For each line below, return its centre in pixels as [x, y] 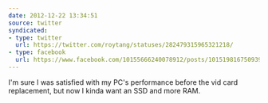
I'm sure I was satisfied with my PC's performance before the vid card [123, 82]
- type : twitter [35, 38]
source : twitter [35, 23]
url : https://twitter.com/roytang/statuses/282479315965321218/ [124, 45]
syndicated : [28, 30]
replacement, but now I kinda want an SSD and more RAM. [104, 90]
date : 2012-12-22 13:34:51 [53, 15]
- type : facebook [37, 52]
